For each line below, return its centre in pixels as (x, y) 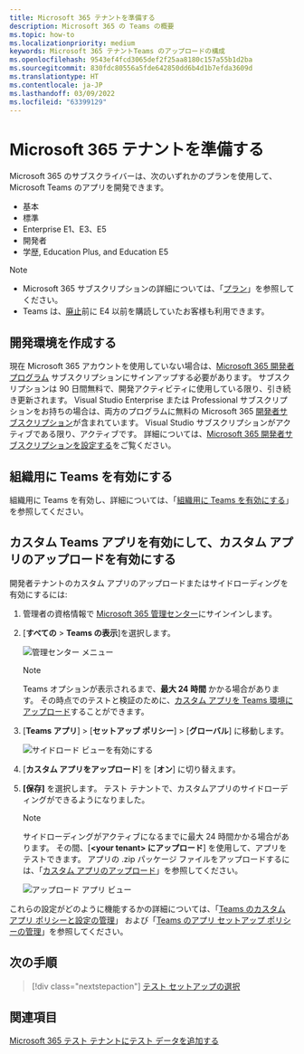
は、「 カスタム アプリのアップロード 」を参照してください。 (132, 870)
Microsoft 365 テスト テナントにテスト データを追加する (114, 1040)
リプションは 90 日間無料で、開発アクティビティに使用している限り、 (138, 389)
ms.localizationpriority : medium (72, 43)
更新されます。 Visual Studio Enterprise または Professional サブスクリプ (152, 400)
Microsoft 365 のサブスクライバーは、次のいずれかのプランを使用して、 (143, 176)
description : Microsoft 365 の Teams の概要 (92, 26)
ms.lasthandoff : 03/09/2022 (62, 93)
